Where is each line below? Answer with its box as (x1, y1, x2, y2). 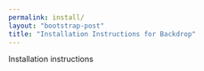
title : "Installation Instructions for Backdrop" (8, 29, 197, 38)
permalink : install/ (8, 12, 86, 22)
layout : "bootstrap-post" (8, 21, 104, 30)
